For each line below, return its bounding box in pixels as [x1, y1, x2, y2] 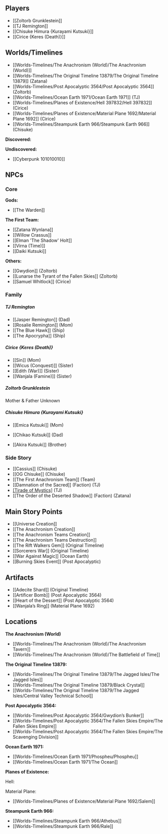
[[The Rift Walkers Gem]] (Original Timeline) [12, 542, 104, 549]
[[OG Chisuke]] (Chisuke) [12, 471, 66, 477]
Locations [5, 618, 37, 626]
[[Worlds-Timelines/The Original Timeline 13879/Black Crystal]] [12, 681, 145, 688]
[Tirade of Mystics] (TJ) [12, 487, 62, 494]
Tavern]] [12, 646, 31, 652]
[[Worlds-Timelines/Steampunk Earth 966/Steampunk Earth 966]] [12, 121, 150, 127]
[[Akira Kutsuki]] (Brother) [12, 442, 67, 448]
